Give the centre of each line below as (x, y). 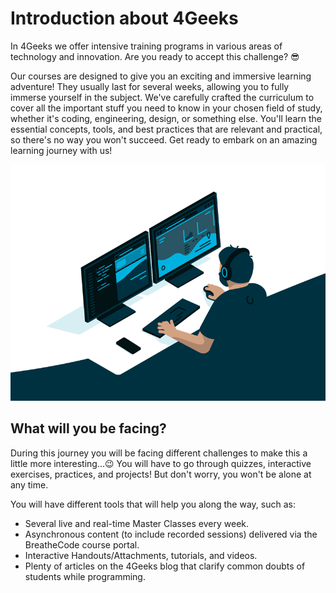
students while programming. (85, 576)
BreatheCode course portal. (82, 544)
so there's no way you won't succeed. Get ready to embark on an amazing (164, 139)
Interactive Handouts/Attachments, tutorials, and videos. (141, 555)
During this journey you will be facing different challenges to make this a (159, 453)
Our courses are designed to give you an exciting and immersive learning (161, 76)
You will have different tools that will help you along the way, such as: (153, 504)
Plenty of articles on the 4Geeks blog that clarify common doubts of (165, 566)
